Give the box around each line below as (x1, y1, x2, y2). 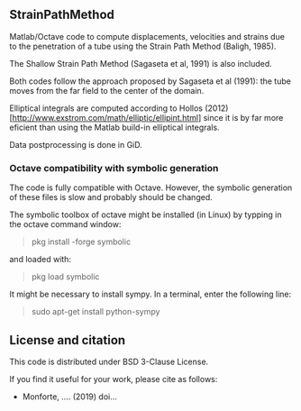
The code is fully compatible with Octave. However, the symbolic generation (9, 182, 293, 193)
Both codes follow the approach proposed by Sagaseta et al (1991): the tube (9, 76, 291, 87)
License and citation (9, 333, 126, 348)
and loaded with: (9, 254, 72, 265)
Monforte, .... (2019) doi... (22, 391, 117, 402)
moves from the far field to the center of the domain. (9, 85, 205, 96)
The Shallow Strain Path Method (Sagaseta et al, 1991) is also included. (9, 58, 272, 68)
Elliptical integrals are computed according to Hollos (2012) (9, 103, 229, 114)
